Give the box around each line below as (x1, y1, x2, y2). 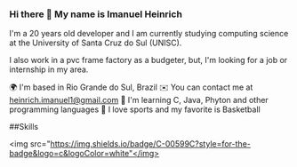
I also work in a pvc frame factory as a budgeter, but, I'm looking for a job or (9, 55, 288, 66)
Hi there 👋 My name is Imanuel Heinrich (9, 8, 182, 20)
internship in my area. (9, 64, 89, 75)
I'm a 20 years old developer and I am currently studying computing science (9, 28, 289, 39)
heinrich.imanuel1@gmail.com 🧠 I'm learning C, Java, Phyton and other (9, 95, 269, 106)
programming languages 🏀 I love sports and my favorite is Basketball (9, 104, 261, 115)
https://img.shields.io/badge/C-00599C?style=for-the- (50, 139, 251, 149)
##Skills (9, 122, 38, 132)
